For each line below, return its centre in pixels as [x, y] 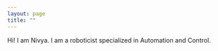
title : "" [22, 20]
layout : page [26, 14]
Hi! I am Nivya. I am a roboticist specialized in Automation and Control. [109, 40]
